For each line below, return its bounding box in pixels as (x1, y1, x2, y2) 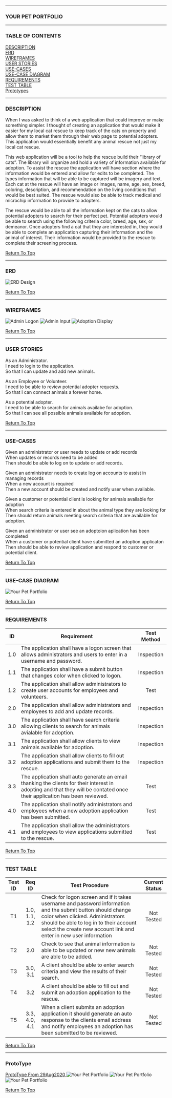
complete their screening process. (5, 240, 78, 246)
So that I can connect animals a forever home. (5, 389, 102, 395)
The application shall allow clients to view (21, 737, 121, 744)
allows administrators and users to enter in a (21, 651, 127, 658)
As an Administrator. (5, 357, 48, 364)
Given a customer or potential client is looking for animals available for (5, 496, 154, 502)
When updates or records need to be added (5, 454, 98, 461)
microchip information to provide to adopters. (5, 197, 101, 203)
